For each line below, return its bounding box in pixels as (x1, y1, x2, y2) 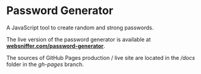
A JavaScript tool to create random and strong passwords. (6, 24, 154, 31)
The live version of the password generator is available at (6, 35, 151, 43)
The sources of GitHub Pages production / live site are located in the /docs (6, 54, 195, 61)
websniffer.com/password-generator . (6, 42, 105, 50)
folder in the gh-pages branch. (6, 61, 84, 68)
